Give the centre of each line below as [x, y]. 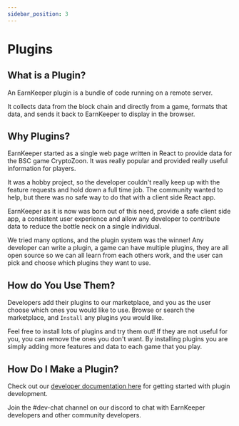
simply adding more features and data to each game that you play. [105, 347]
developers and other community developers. [74, 415]
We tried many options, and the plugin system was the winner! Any [106, 240]
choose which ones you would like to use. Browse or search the [101, 310]
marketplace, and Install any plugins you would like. [86, 318]
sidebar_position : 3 [38, 14]
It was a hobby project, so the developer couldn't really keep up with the [114, 182]
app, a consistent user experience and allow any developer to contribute [114, 219]
